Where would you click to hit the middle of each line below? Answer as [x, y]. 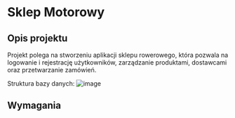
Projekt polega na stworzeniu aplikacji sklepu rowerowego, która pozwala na [118, 55]
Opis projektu [38, 38]
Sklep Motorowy [56, 12]
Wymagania [34, 106]
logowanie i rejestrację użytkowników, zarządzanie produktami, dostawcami [117, 63]
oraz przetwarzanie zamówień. [52, 70]
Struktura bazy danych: [41, 84]
